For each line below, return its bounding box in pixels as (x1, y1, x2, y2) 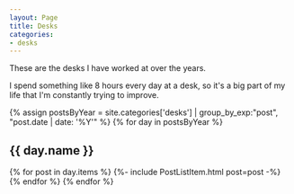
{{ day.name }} (9, 143, 94, 158)
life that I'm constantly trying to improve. (9, 90, 159, 101)
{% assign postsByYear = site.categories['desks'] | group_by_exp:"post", (9, 107, 279, 118)
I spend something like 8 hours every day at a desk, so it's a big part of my (9, 80, 286, 91)
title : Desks (9, 22, 58, 31)
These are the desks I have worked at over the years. (9, 63, 207, 74)
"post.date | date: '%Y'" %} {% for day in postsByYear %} (9, 117, 223, 128)
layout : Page (9, 13, 58, 22)
